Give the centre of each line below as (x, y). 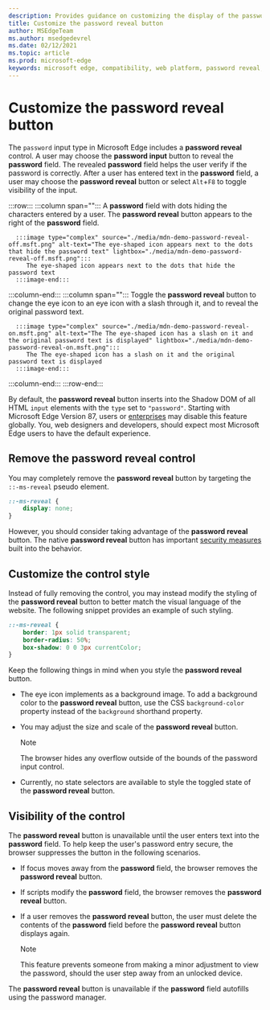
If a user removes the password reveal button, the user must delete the (138, 917)
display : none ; (48, 509)
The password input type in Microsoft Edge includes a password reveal (125, 147)
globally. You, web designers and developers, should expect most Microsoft (134, 425)
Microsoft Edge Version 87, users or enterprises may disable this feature (128, 416)
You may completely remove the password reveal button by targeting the (130, 478)
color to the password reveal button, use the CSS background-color (132, 703)
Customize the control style (79, 574)
